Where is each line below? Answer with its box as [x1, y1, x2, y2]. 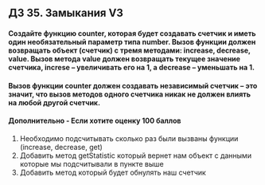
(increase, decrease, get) [19, 142, 103, 152]
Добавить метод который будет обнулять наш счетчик [19, 167, 207, 177]
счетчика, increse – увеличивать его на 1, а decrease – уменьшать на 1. [8, 62, 255, 72]
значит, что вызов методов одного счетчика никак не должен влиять [8, 89, 251, 99]
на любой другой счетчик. [8, 97, 101, 107]
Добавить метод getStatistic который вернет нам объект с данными [19, 151, 252, 160]
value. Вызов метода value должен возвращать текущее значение [8, 53, 241, 63]
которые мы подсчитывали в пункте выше [19, 159, 165, 168]
